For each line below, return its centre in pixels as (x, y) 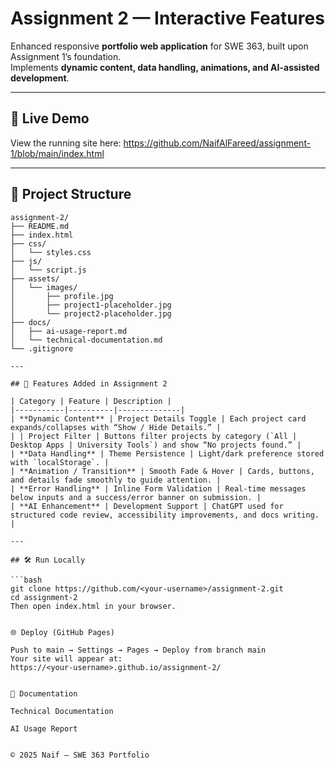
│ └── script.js (48, 270)
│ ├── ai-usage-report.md (69, 331)
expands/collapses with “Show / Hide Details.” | (116, 427)
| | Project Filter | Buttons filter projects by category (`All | (154, 436)
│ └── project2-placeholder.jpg (91, 313)
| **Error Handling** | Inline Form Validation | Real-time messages (158, 488)
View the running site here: (66, 143)
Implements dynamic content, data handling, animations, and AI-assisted (165, 67)
